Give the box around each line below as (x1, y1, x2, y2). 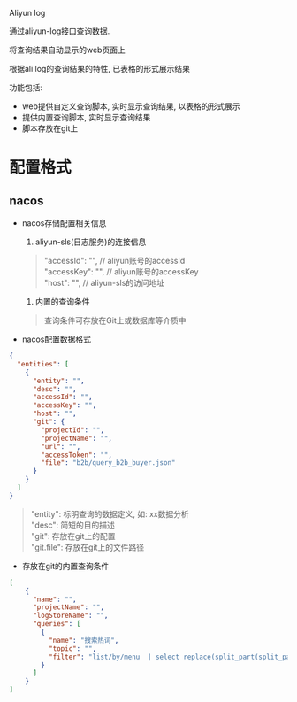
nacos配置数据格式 (21, 334, 91, 344)
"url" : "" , (41, 442, 81, 451)
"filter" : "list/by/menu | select (48, 652, 179, 661)
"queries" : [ (32, 620, 81, 629)
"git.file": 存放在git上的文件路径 (30, 542, 144, 552)
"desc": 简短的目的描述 (30, 520, 115, 530)
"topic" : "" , (48, 644, 97, 653)
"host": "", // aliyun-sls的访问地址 (43, 278, 165, 288)
